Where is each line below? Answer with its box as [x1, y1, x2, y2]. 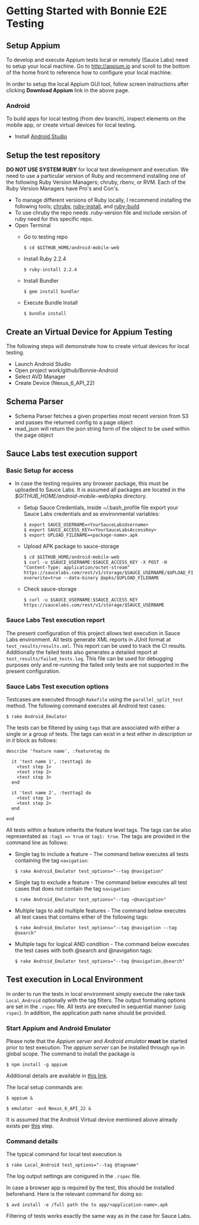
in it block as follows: [6, 737, 57, 744]
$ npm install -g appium [6, 1062, 68, 1068]
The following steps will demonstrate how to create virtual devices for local [6, 342, 190, 349]
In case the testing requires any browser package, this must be [14, 480, 169, 487]
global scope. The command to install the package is [6, 1050, 135, 1057]
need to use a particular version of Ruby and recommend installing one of [6, 173, 186, 180]
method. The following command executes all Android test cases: [6, 702, 166, 709]
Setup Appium [6, 40, 60, 51]
